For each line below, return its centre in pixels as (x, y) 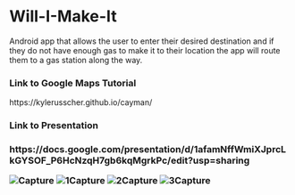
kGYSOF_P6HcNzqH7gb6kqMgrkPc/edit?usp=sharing (130, 160)
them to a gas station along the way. (76, 60)
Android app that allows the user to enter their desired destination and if (142, 41)
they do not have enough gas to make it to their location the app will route (145, 50)
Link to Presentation (54, 126)
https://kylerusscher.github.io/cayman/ (81, 102)
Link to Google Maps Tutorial (73, 83)
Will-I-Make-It (63, 16)
